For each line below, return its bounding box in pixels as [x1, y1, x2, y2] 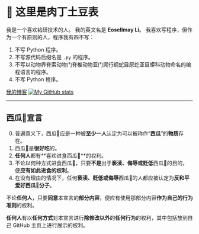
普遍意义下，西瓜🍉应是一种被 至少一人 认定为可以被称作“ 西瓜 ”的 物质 [14, 130, 179, 137]
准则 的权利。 [6, 201, 37, 209]
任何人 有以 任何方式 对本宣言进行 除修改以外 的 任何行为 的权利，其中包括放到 [6, 214, 188, 221]
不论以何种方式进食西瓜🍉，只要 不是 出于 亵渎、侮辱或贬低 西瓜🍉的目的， [14, 159, 188, 166]
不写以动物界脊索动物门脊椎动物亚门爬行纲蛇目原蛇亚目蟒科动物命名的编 [14, 60, 191, 68]
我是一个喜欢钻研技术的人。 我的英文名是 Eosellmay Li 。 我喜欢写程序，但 [6, 26, 188, 33]
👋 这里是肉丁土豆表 [6, 5, 99, 19]
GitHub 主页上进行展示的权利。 [12, 222, 89, 229]
